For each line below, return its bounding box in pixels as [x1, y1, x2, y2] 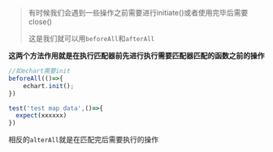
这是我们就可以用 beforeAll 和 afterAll [28, 34, 155, 43]
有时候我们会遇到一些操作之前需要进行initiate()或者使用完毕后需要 [28, 8, 249, 17]
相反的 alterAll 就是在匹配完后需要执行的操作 [8, 135, 159, 145]
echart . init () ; [23, 82, 75, 90]
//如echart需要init [8, 67, 71, 75]
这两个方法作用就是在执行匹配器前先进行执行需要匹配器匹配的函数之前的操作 [8, 51, 265, 60]
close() [28, 17, 53, 27]
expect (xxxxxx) [15, 112, 67, 120]
